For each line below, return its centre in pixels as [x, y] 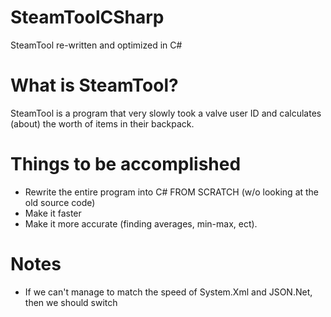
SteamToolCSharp [87, 17]
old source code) [60, 202]
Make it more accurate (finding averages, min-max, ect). [141, 223]
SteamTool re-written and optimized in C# [96, 45]
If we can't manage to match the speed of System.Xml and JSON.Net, [168, 292]
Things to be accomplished [126, 164]
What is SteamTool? [94, 85]
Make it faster [53, 213]
